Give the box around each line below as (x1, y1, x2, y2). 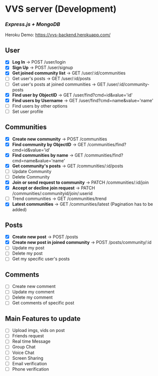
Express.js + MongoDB (5, 21, 60, 28)
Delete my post (12, 250, 43, 256)
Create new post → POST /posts (12, 234, 79, 240)
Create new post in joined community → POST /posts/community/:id (12, 240, 152, 245)
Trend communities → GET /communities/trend (12, 196, 107, 201)
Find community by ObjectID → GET (12, 141, 87, 147)
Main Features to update (5, 314, 81, 323)
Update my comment (12, 289, 55, 295)
